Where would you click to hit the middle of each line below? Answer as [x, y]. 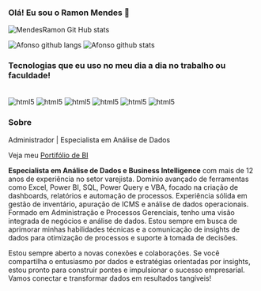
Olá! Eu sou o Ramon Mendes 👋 [69, 13]
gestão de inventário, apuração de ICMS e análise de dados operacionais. [129, 204]
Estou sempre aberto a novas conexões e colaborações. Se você [114, 253]
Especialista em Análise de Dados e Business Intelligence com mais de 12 [131, 170]
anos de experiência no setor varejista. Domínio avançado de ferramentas [129, 179]
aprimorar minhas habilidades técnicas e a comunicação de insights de [124, 229]
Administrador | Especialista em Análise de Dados [89, 140]
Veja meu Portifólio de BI [48, 155]
